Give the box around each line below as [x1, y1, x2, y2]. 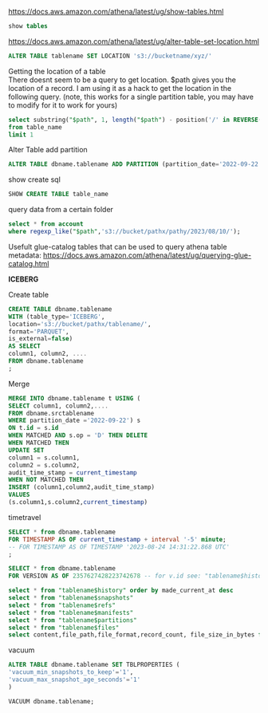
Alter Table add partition [8, 145, 88, 155]
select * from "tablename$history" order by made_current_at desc [8, 586, 234, 595]
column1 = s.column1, [8, 454, 81, 462]
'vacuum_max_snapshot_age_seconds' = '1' [8, 676, 141, 683]
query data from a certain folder [8, 205, 114, 215]
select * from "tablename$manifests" [8, 609, 134, 616]
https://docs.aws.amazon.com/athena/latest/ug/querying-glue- [42, 250, 252, 260]
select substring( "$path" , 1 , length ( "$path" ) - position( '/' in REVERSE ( [8, 116, 262, 124]
